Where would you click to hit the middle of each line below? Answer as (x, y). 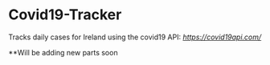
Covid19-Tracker (65, 15)
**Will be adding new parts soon (63, 52)
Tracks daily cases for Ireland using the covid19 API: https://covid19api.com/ (135, 37)
